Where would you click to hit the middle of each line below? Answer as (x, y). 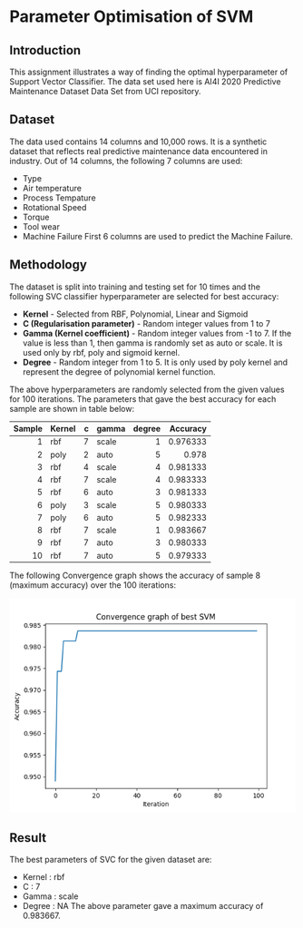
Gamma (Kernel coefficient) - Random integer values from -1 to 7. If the (157, 333)
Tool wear (41, 226)
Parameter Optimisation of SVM (132, 17)
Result (28, 838)
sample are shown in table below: (72, 408)
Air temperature (52, 188)
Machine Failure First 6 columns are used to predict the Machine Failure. (157, 236)
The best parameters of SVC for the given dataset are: (111, 859)
